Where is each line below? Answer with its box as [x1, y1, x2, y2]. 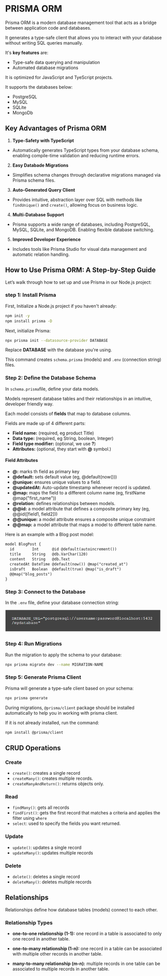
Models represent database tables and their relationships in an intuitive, [5, 395, 152, 401]
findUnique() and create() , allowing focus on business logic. [12, 202, 138, 208]
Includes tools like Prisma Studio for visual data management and [12, 246, 147, 252]
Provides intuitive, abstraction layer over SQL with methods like [12, 196, 143, 203]
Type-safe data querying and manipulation [12, 59, 100, 65]
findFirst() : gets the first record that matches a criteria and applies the [12, 810, 161, 816]
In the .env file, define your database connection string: [5, 600, 120, 606]
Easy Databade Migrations [12, 162, 69, 168]
